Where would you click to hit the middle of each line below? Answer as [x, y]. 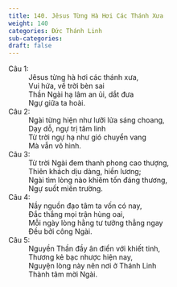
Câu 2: [19, 112]
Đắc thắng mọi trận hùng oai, [76, 214]
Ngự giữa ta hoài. [57, 103]
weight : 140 [28, 23]
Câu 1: [19, 69]
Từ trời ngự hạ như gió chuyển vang [87, 137]
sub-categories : [35, 38]
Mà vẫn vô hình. [55, 146]
